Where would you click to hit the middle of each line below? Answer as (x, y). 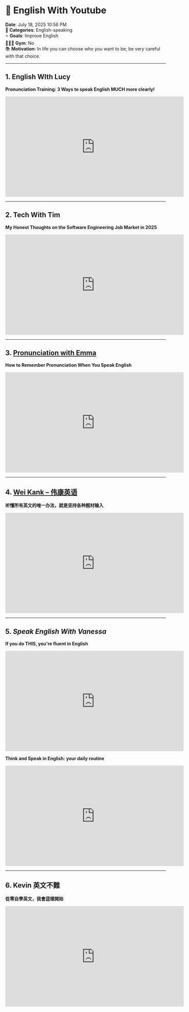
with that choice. (23, 56)
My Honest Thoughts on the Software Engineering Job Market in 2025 (81, 227)
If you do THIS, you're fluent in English (47, 644)
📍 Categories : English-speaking (39, 30)
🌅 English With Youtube (56, 10)
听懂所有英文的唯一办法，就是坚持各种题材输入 (54, 505)
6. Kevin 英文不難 (33, 885)
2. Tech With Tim (33, 215)
